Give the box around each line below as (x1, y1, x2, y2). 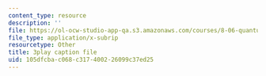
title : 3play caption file (8, 48, 97, 56)
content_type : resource (8, 11, 87, 20)
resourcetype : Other (8, 41, 77, 49)
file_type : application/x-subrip (8, 33, 119, 42)
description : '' (8, 19, 62, 27)
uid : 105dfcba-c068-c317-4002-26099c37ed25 (8, 56, 154, 64)
